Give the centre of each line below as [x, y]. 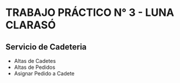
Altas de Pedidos [34, 67]
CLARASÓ [31, 25]
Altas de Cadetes [35, 61]
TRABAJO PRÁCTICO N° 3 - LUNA [90, 13]
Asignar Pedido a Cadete [44, 73]
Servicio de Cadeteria [46, 47]
